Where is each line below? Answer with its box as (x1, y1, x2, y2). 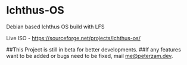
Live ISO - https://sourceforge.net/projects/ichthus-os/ (6, 34, 141, 41)
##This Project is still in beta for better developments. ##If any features (6, 45, 182, 53)
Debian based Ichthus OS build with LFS (6, 23, 105, 30)
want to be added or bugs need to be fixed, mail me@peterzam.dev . (6, 52, 173, 59)
